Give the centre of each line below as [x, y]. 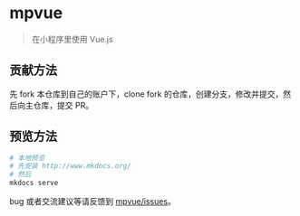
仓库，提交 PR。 [63, 105]
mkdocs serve [34, 183]
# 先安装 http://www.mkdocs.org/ [70, 166]
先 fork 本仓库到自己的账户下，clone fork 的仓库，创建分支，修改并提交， [146, 94]
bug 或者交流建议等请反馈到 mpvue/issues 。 [93, 202]
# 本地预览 [27, 158]
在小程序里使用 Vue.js [72, 39]
